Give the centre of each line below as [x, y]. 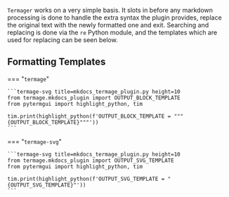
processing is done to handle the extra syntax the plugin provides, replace [115, 18]
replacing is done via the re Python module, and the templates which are [112, 32]
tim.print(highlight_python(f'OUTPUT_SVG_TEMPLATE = [86, 179]
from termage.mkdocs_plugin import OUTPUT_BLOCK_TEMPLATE [94, 97]
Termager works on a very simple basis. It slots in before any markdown [110, 10]
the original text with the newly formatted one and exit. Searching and [108, 25]
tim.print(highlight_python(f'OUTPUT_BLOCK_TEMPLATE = [89, 116]
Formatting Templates [57, 62]
